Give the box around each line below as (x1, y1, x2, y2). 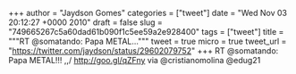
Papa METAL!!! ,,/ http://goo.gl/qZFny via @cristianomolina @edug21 (8, 55, 261, 65)
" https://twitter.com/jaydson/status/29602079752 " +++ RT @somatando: (8, 45, 279, 56)
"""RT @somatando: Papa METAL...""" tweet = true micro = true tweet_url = (8, 36, 287, 46)
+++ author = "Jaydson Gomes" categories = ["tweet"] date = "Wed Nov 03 (8, 8, 288, 18)
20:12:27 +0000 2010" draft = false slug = (8, 17, 163, 28)
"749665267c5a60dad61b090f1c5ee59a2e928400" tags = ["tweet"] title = (8, 27, 284, 37)
